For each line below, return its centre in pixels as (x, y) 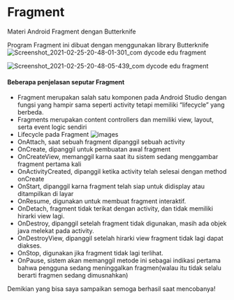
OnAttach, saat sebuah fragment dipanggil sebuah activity (101, 142)
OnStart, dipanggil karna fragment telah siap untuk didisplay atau (111, 186)
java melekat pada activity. (56, 231)
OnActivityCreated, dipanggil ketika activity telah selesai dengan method (122, 172)
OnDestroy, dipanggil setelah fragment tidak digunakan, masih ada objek (122, 223)
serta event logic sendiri (52, 127)
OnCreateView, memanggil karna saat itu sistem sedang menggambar (118, 157)
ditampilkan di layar (45, 194)
